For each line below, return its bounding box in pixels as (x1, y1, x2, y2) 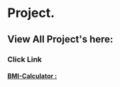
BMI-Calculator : (7, 72, 58, 81)
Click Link (7, 54, 43, 64)
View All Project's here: (7, 33, 114, 45)
